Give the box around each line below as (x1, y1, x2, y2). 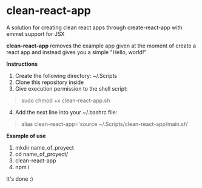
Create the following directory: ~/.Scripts (15, 72, 117, 79)
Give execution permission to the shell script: (15, 85, 128, 92)
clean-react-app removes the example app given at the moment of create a (6, 42, 196, 49)
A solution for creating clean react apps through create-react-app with (6, 24, 183, 31)
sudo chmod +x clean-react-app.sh (21, 97, 110, 104)
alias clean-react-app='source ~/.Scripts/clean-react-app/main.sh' (21, 120, 189, 128)
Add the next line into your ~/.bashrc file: (15, 108, 118, 116)
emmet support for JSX (6, 30, 65, 37)
